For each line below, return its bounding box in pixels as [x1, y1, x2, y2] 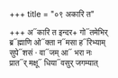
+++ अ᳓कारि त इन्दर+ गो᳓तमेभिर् [9, 27, 108, 37]
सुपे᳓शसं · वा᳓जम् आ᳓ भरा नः [9, 47, 93, 58]
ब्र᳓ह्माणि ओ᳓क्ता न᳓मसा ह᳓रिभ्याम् [9, 37, 106, 47]
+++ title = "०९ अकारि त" [9, 9, 95, 19]
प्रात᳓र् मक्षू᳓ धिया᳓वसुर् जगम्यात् [9, 57, 99, 68]
